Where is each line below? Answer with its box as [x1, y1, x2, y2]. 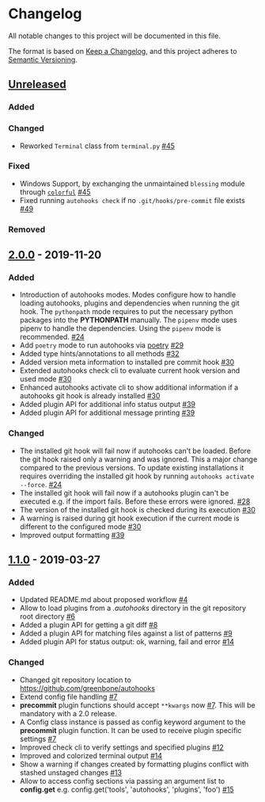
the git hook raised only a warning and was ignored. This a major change [19, 454, 258, 464]
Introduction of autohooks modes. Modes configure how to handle [19, 290, 237, 300]
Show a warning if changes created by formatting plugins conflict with [19, 759, 249, 769]
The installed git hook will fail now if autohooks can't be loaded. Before [19, 446, 252, 455]
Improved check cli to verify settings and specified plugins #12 [19, 743, 224, 752]
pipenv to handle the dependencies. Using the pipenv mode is [19, 324, 221, 333]
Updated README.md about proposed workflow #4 [19, 595, 188, 604]
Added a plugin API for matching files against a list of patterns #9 [19, 628, 233, 639]
